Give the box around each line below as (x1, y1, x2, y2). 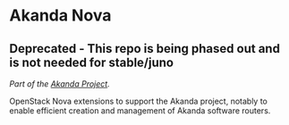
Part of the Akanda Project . (9, 79, 110, 89)
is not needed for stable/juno (9, 54, 174, 70)
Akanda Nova (9, 5, 112, 26)
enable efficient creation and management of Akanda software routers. (9, 105, 271, 116)
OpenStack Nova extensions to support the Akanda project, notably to (9, 96, 268, 106)
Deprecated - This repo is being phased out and (9, 41, 280, 56)
